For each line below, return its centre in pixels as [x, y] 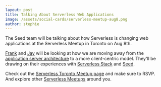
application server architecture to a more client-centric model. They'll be [81, 59]
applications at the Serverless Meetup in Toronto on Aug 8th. [69, 44]
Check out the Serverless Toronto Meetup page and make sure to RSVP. [80, 74]
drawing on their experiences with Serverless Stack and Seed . [70, 64]
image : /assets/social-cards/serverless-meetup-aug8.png [66, 19]
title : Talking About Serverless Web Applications [60, 15]
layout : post [19, 10]
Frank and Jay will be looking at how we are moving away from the [74, 53]
